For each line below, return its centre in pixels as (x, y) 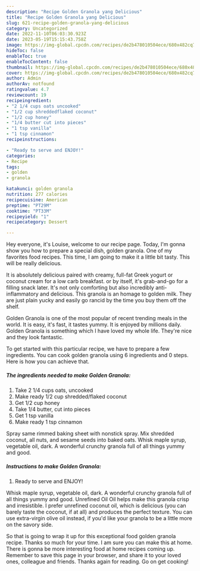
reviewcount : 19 (26, 95)
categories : (21, 156)
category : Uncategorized (37, 28)
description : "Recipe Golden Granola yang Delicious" (74, 12)
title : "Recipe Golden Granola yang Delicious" (66, 17)
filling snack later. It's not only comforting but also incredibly (80, 288)
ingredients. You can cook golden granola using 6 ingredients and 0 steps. (97, 355)
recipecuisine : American (37, 200)
